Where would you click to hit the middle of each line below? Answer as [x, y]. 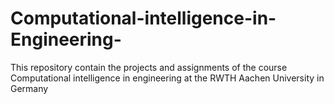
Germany [29, 88]
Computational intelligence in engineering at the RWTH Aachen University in [167, 78]
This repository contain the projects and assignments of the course [149, 67]
